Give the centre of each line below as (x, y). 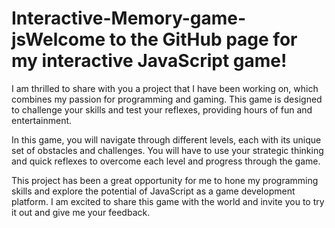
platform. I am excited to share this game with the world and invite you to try (168, 201)
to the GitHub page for (203, 39)
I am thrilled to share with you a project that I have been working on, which (165, 88)
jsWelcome (58, 39)
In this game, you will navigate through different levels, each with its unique (166, 139)
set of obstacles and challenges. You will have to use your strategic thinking (167, 150)
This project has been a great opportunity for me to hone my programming (165, 180)
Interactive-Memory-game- (129, 18)
